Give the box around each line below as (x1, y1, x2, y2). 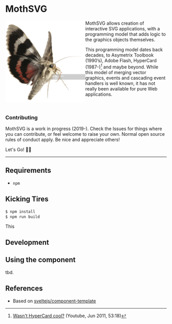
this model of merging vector (85, 69, 146, 75)
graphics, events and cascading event (85, 75, 166, 81)
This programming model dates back (85, 46, 163, 52)
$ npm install (5, 209, 36, 214)
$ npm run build (5, 214, 40, 219)
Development (5, 238, 50, 247)
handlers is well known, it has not (85, 80, 156, 86)
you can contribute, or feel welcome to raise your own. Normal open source (5, 131, 165, 137)
